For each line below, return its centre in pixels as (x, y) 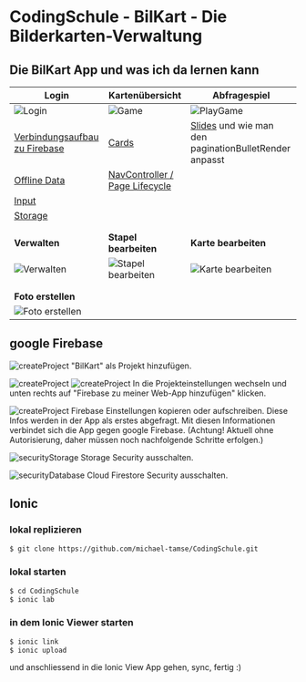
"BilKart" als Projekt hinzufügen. (132, 366)
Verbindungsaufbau (56, 137)
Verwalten (37, 243)
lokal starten (38, 572)
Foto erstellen (45, 296)
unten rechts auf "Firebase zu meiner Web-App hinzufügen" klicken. (138, 393)
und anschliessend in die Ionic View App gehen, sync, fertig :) (126, 667)
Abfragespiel (241, 95)
